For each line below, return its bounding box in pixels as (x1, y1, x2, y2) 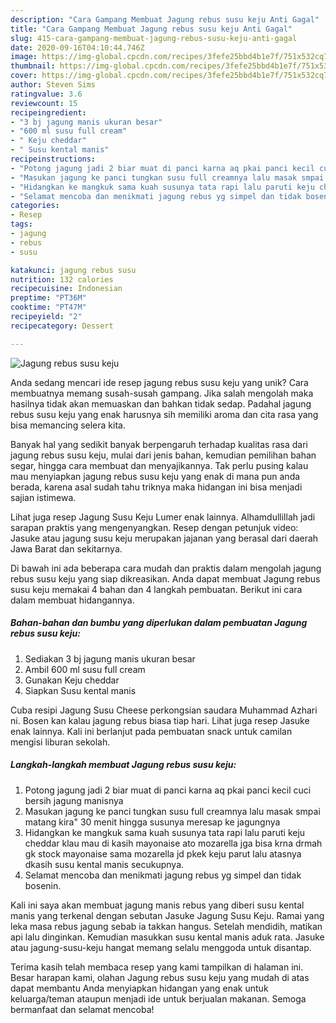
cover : (10, 71, 38, 81)
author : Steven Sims (10, 80, 97, 90)
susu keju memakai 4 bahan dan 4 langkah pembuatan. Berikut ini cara (10, 583, 303, 595)
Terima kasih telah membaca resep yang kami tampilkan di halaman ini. (10, 961, 304, 973)
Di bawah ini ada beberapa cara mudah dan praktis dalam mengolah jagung (10, 562, 322, 574)
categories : (10, 201, 60, 211)
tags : (10, 219, 33, 230)
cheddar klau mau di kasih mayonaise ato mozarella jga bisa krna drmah (24, 837, 323, 849)
